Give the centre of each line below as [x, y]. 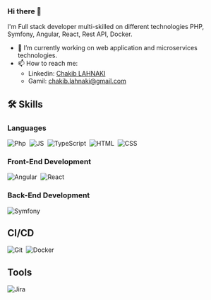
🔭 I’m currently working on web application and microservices [107, 48]
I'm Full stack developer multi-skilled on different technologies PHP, [106, 27]
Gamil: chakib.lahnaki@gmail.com [77, 81]
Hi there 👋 [25, 11]
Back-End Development [49, 195]
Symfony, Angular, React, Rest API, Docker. [70, 34]
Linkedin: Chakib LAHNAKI [67, 74]
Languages [27, 128]
